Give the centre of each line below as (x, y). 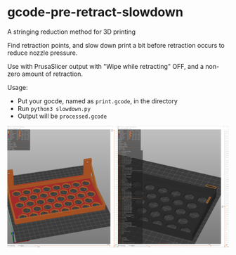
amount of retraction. (52, 74)
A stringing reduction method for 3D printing (71, 32)
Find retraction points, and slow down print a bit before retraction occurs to (116, 45)
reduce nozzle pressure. (42, 53)
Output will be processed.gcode (62, 116)
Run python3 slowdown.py (54, 108)
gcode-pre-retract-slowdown (96, 12)
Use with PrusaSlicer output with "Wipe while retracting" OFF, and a (106, 66)
